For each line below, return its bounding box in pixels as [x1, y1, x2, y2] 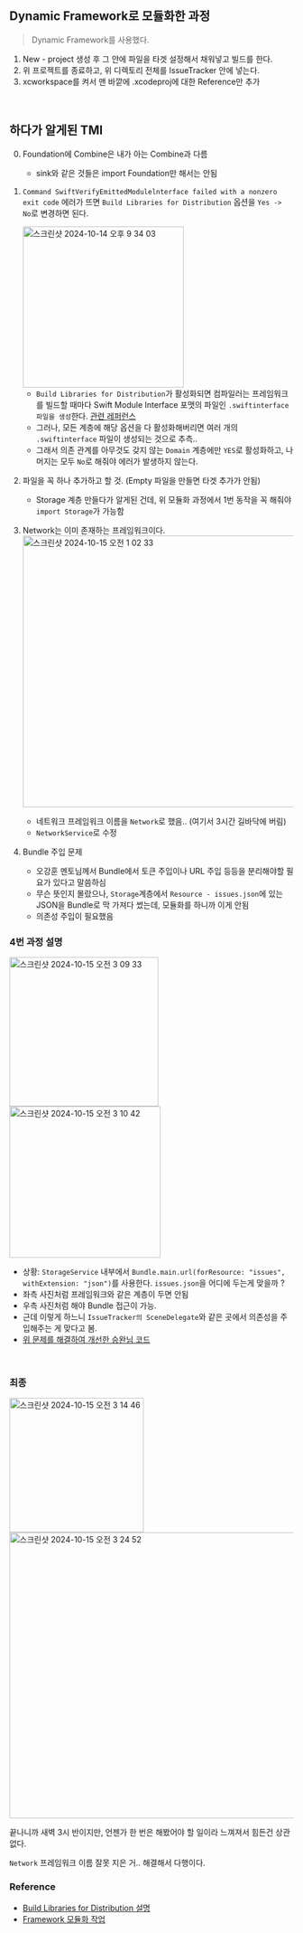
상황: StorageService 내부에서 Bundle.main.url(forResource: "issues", [22, 1266, 286, 1277]
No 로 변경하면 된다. [22, 207, 89, 219]
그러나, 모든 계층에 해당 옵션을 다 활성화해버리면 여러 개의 [35, 421, 239, 432]
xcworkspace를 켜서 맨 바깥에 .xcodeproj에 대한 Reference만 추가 [22, 76, 261, 87]
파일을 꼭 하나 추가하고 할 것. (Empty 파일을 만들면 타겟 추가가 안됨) [22, 475, 262, 486]
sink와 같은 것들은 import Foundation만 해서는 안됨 [35, 167, 218, 178]
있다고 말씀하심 [52, 876, 106, 888]
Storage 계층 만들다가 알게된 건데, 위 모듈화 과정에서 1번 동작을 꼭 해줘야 [35, 494, 292, 504]
